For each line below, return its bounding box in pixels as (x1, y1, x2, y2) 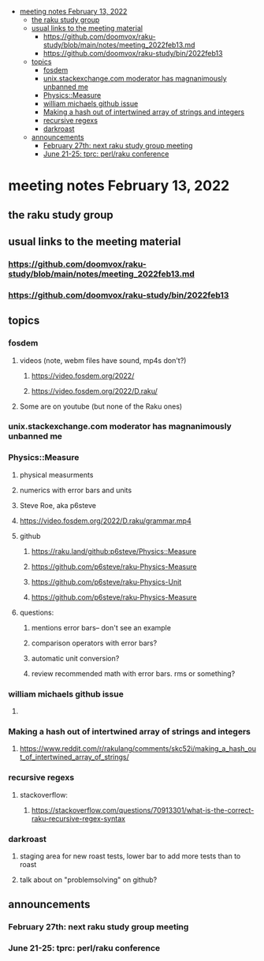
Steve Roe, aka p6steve (19, 500, 97, 510)
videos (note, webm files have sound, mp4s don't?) (19, 355, 187, 365)
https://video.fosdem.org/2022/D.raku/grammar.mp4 (19, 516, 191, 525)
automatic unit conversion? (31, 653, 120, 663)
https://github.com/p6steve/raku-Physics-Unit (31, 577, 182, 586)
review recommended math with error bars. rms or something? (31, 668, 236, 678)
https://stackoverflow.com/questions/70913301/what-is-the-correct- (31, 805, 255, 815)
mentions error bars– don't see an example (31, 623, 172, 632)
